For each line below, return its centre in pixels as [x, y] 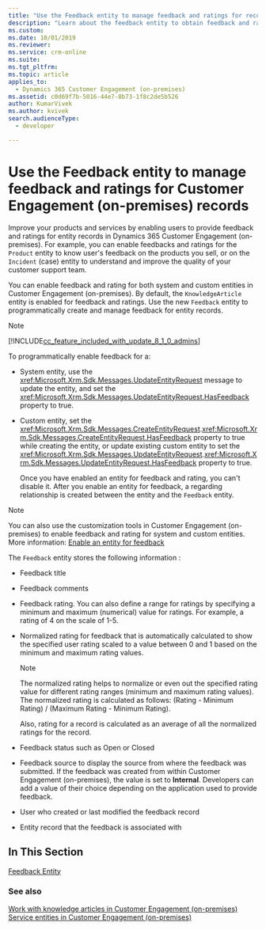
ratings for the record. [55, 732]
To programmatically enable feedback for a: [80, 356]
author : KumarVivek [40, 104]
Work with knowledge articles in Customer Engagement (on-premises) [123, 909]
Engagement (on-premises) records [129, 205]
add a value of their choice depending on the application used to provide [138, 788]
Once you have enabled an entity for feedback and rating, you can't [130, 478]
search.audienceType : [44, 119]
